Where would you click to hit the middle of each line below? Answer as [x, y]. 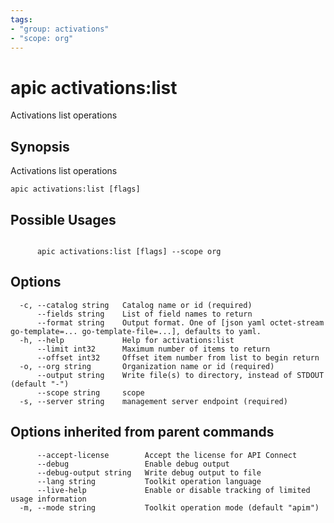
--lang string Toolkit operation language [149, 481]
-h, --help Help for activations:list [127, 340]
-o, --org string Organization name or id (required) [147, 366]
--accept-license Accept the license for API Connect [167, 455]
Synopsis [40, 146]
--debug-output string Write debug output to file [149, 472]
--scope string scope [90, 392]
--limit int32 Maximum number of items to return [153, 349]
